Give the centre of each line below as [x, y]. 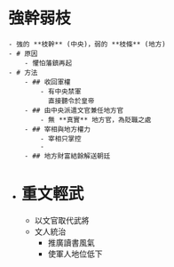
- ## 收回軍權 [47, 82]
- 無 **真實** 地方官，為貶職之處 [96, 120]
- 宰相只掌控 [61, 139]
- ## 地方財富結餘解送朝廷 [67, 156]
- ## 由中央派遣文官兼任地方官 [74, 110]
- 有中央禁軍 [61, 91]
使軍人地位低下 [75, 254]
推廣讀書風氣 [71, 242]
